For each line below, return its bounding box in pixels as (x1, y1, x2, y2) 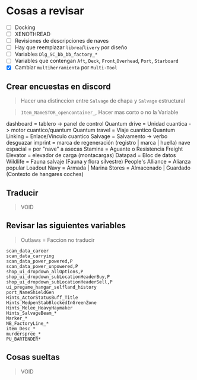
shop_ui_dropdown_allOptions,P (6, 269, 84, 274)
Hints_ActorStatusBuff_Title (6, 295, 78, 301)
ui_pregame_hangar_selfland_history (6, 284, 97, 290)
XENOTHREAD (14, 31, 51, 37)
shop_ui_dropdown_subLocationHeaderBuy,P (6, 274, 110, 280)
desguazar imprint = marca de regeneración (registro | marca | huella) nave (6, 139, 190, 146)
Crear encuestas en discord (6, 81, 111, 91)
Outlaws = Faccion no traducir (20, 236, 95, 244)
